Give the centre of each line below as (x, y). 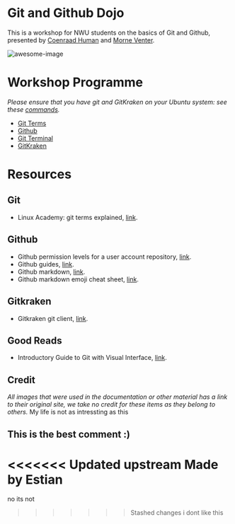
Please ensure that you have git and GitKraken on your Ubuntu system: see (117, 102)
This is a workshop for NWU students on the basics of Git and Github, (109, 33)
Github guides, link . (46, 264)
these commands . (34, 109)
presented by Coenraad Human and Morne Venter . (81, 40)
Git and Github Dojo (66, 13)
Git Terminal (35, 138)
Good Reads (35, 340)
